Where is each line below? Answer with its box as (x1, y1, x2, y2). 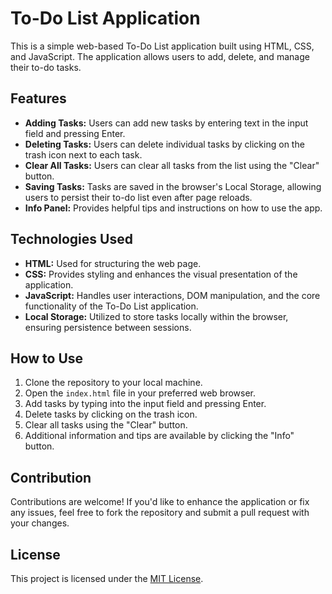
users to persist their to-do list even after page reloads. (24, 191, 253, 203)
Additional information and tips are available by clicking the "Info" (24, 430, 295, 442)
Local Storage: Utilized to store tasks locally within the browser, (24, 310, 289, 322)
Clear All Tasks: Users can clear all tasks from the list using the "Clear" (24, 159, 320, 171)
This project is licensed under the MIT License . (10, 573, 204, 584)
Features (10, 90, 67, 107)
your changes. (10, 517, 70, 529)
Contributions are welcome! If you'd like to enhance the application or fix (10, 496, 310, 508)
